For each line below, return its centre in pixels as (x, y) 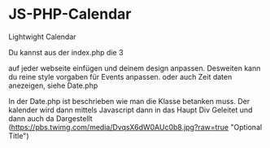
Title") (19, 136)
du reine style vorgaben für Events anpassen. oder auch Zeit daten (120, 76)
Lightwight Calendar (42, 37)
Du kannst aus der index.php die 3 (66, 52)
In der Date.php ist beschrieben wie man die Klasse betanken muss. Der (129, 101)
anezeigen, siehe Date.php (53, 85)
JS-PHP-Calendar (70, 14)
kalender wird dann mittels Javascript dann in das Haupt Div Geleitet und (131, 110)
